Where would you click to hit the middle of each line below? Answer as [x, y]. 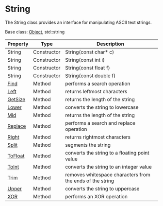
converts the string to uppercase [102, 189]
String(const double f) [90, 75]
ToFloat [16, 155]
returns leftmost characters [96, 91]
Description [110, 44]
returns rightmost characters [98, 137]
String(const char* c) [90, 52]
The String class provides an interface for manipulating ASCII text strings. [78, 22]
